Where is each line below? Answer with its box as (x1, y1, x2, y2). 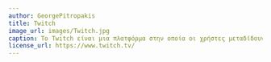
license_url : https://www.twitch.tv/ (8, 42, 135, 50)
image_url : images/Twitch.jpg (8, 27, 110, 35)
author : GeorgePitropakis (8, 11, 95, 20)
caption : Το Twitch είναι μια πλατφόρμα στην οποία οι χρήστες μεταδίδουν (8, 34, 265, 43)
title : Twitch (8, 19, 56, 27)
